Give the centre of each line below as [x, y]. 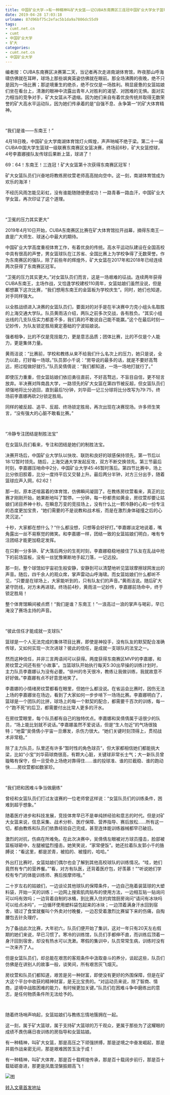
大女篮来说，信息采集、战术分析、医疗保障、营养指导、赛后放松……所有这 [82, 822]
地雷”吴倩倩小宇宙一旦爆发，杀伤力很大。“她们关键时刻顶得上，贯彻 [87, 731]
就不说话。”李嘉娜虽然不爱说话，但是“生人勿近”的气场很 [95, 725]
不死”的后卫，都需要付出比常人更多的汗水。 [61, 708]
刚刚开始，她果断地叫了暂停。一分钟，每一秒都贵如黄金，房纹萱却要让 [87, 498]
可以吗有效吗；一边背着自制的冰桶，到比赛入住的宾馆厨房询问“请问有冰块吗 [84, 898]
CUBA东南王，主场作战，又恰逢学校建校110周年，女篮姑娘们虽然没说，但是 [83, 284]
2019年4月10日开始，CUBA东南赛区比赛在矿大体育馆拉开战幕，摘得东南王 [82, 230]
